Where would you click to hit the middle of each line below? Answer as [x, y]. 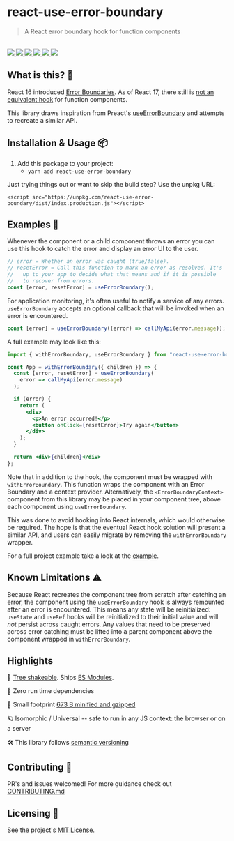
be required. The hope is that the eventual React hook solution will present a [117, 527]
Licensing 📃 [33, 813]
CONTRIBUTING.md [36, 791]
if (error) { [32, 399]
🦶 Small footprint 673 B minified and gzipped [71, 704]
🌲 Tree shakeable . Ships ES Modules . [61, 678]
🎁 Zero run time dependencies [51, 691]
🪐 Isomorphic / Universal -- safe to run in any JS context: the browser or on [116, 718]
